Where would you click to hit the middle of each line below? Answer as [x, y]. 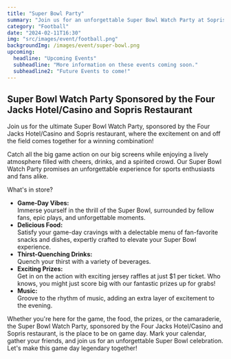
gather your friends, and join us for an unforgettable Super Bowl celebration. [115, 341]
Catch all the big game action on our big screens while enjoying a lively [108, 154]
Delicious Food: [40, 225]
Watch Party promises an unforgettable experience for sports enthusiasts [111, 169]
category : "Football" [38, 26]
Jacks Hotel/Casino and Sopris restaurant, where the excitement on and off [114, 134]
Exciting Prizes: [40, 269]
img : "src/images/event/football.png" [63, 39]
